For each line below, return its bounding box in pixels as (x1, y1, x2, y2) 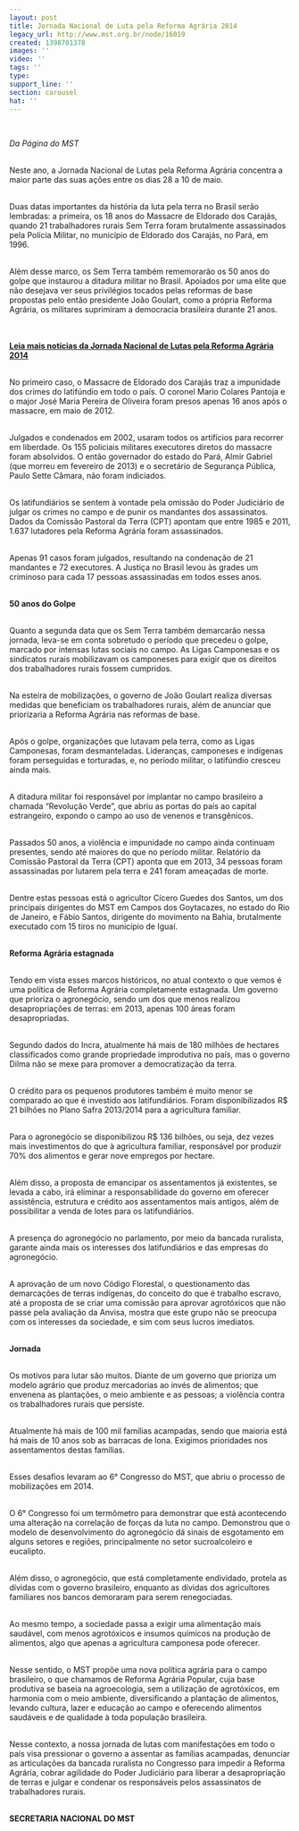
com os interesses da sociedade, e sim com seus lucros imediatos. (9, 1316, 256, 1327)
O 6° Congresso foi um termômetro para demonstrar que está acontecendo (9, 1508, 287, 1519)
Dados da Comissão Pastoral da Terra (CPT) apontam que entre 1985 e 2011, (9, 516, 291, 527)
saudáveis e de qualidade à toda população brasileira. (9, 1712, 208, 1723)
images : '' (9, 47, 50, 55)
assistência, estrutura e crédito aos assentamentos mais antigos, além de (9, 1197, 279, 1207)
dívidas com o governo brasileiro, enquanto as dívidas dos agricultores (9, 1582, 270, 1593)
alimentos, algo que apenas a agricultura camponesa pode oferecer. (9, 1638, 261, 1648)
